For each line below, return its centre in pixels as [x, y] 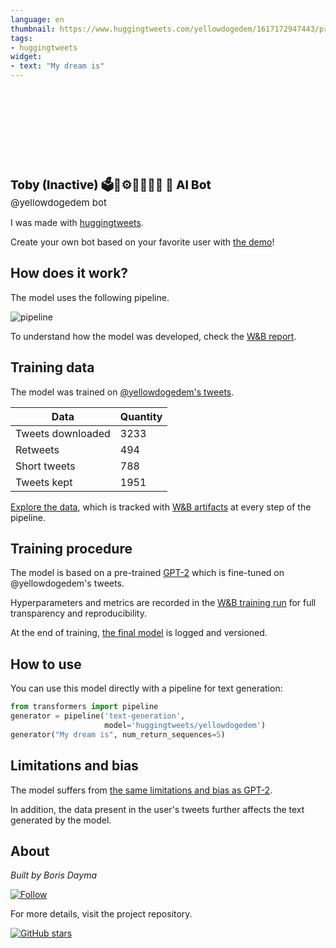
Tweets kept [44, 482]
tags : [21, 38]
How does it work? [69, 273]
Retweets [37, 449]
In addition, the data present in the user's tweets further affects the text [157, 809]
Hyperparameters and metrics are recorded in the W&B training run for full [163, 603]
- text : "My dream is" [57, 66]
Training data [52, 367]
